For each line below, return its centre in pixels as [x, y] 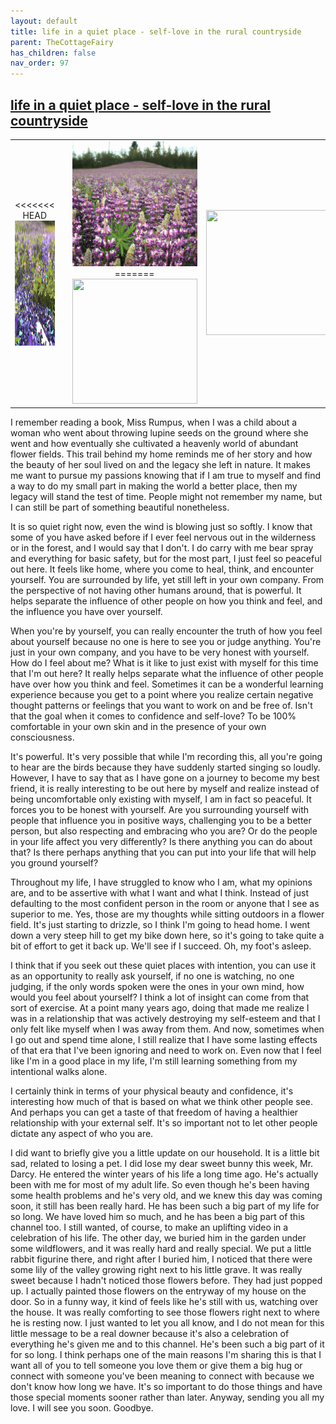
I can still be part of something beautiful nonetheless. [120, 507]
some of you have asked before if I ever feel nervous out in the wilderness [163, 537]
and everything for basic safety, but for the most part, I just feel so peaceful [166, 559]
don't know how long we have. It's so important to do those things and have [166, 1387]
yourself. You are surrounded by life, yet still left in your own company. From [167, 580]
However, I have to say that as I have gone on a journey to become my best [165, 778]
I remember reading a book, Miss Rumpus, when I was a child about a [154, 422]
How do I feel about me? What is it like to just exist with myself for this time [164, 663]
